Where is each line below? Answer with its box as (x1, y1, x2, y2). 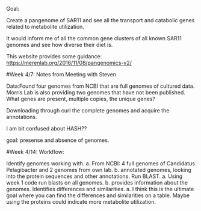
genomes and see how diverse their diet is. (6, 41, 113, 48)
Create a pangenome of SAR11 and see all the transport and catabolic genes (6, 17, 195, 23)
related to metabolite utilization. (6, 23, 84, 30)
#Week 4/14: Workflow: (6, 148, 64, 155)
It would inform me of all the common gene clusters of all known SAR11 (6, 35, 182, 41)
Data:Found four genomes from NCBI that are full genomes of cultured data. (6, 82, 195, 90)
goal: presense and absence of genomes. (6, 136, 110, 144)
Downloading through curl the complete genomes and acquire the (6, 107, 170, 114)
